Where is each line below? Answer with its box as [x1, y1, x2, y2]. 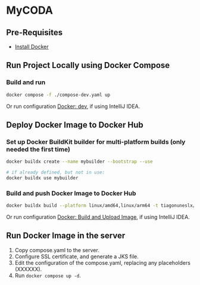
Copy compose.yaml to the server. [14, 246, 99, 253]
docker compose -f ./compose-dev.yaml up [6, 92, 111, 98]
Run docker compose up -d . [14, 272, 82, 279]
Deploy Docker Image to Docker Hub [6, 120, 144, 130]
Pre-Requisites [6, 27, 63, 38]
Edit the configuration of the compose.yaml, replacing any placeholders [14, 259, 190, 266]
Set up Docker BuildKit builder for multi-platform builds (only [6, 138, 186, 146]
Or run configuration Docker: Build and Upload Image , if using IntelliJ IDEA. [6, 213, 190, 221]
